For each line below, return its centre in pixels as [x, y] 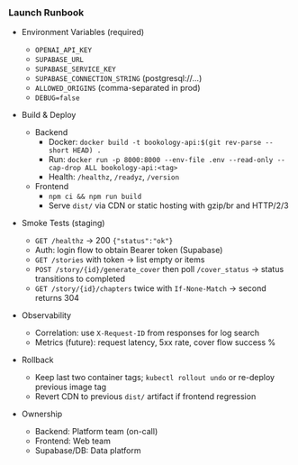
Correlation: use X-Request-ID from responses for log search [147, 333]
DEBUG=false [57, 98]
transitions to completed [80, 279]
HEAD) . [87, 150]
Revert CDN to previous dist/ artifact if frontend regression [145, 397]
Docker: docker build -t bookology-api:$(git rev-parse [155, 142]
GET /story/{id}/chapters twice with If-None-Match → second [150, 288]
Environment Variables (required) [83, 32]
